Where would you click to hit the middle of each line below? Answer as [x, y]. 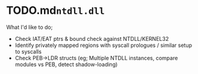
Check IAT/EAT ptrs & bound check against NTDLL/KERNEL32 [92, 39]
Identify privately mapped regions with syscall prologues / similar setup [104, 45]
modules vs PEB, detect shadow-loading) [66, 64]
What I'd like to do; [29, 27]
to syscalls [28, 51]
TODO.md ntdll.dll [56, 11]
